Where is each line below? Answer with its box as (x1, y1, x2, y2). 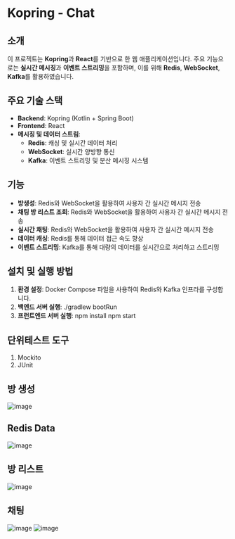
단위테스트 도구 (7, 334, 69, 346)
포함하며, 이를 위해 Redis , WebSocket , (111, 63, 220, 72)
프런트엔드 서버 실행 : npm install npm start (17, 312, 136, 320)
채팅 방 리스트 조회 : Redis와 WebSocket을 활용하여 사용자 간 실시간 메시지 (17, 208, 221, 216)
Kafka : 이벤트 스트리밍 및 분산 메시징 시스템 (27, 156, 149, 165)
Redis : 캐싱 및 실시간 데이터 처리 (27, 139, 118, 147)
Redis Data (7, 422, 56, 434)
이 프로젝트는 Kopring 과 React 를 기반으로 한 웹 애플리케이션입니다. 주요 (7, 55, 206, 63)
